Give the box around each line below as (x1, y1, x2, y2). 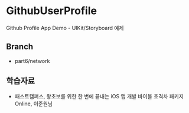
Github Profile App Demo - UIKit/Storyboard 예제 (6, 24, 124, 31)
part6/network (14, 57, 50, 64)
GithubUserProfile (6, 4, 97, 18)
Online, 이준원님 (14, 100, 53, 107)
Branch (6, 42, 34, 52)
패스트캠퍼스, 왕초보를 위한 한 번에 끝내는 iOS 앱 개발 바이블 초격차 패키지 (14, 92, 184, 99)
